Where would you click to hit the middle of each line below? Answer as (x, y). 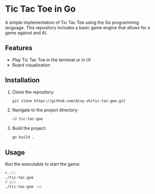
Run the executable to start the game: (43, 164)
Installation (22, 80)
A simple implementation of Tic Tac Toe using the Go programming (72, 22)
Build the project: (29, 128)
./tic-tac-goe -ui (24, 186)
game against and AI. (26, 33)
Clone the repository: (33, 92)
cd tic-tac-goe (27, 119)
